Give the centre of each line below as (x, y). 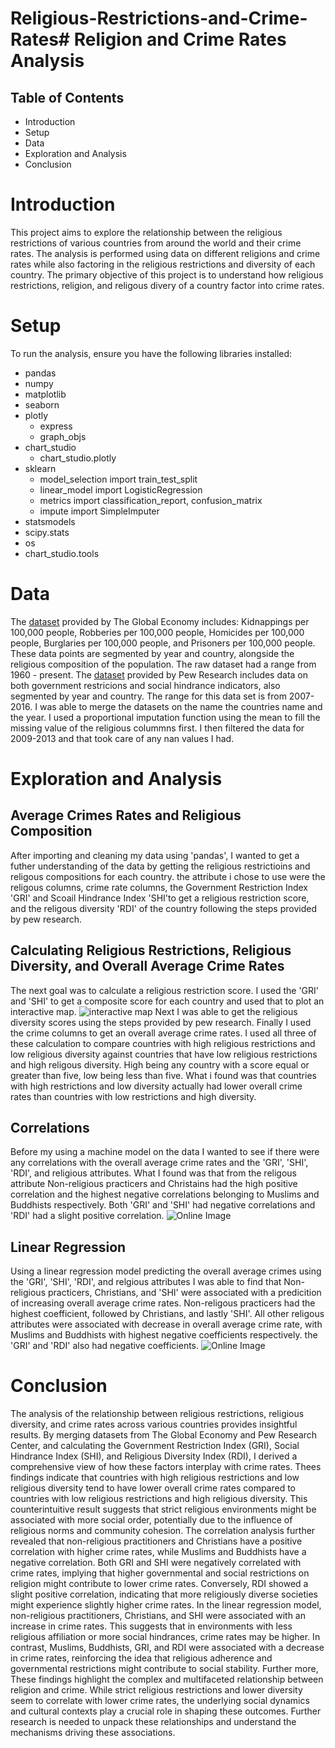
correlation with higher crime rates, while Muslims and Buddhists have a (158, 1552)
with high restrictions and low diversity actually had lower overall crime (156, 1086)
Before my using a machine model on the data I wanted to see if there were (165, 1152)
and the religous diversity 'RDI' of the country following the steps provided (163, 908)
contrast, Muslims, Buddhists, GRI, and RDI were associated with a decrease (167, 1648)
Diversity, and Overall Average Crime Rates (147, 966)
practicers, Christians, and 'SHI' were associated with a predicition (184, 1293)
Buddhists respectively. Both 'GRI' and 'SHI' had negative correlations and (163, 1205)
